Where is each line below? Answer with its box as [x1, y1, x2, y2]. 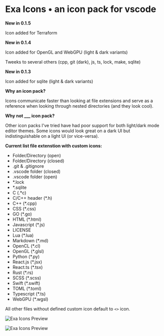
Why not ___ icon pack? [5, 113, 55, 119]
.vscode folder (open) [12, 174, 57, 180]
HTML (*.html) [12, 216, 41, 222]
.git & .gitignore [12, 163, 44, 169]
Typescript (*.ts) [12, 290, 46, 296]
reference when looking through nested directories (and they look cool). [5, 103, 153, 109]
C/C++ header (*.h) [12, 195, 52, 201]
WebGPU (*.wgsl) [12, 296, 48, 302]
